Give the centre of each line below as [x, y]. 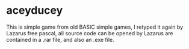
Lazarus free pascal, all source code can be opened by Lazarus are [90, 33]
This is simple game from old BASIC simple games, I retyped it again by [95, 27]
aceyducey [35, 10]
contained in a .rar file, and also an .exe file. [60, 39]
